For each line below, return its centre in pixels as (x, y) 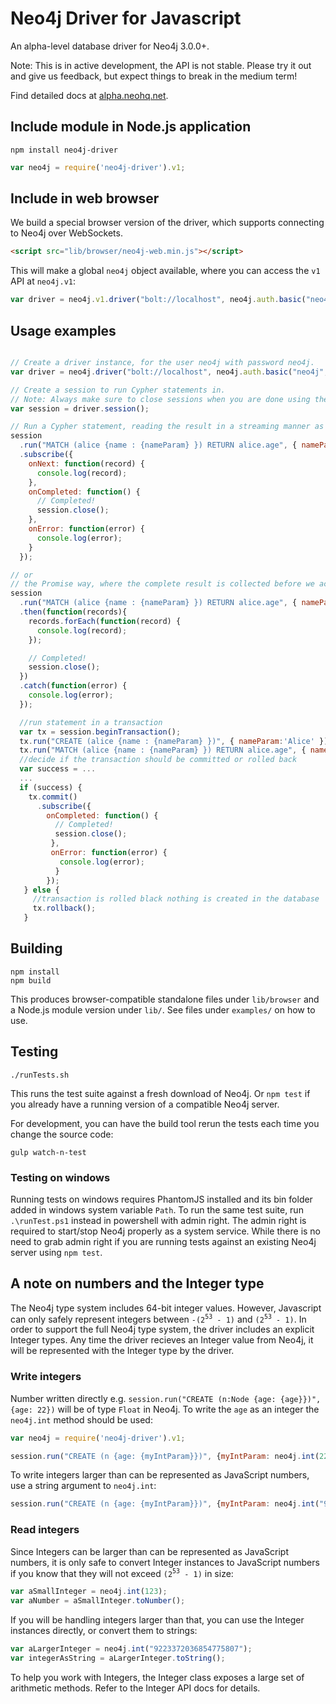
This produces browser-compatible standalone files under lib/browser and (165, 999)
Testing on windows (60, 1177)
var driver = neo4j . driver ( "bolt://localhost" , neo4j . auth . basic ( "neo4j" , (169, 372)
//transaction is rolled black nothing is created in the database (176, 899)
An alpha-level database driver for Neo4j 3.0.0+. (110, 46)
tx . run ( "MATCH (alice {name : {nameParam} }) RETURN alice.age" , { (163, 750)
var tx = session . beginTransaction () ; (100, 732)
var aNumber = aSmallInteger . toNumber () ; (98, 1601)
